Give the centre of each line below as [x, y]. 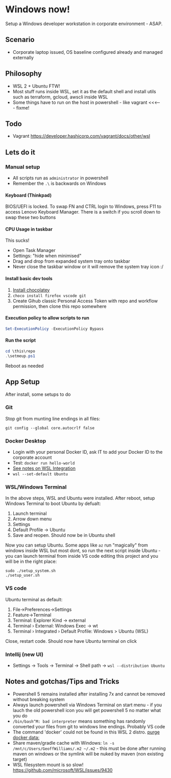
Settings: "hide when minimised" [47, 256]
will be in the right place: [31, 561]
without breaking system [39, 699]
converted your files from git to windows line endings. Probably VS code [89, 726]
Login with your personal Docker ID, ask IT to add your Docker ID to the [88, 452]
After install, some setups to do [38, 394]
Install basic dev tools [29, 279]
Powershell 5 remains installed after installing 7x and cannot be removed [89, 694]
